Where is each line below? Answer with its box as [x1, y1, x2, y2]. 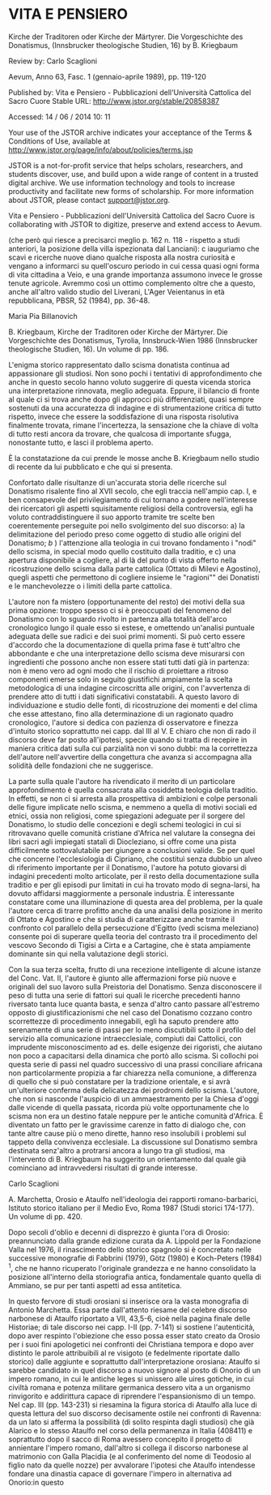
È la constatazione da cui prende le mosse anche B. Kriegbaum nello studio [8, 453, 260, 463]
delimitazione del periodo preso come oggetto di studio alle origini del [8, 529, 241, 539]
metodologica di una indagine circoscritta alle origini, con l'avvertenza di [8, 683, 251, 692]
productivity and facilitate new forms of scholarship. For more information [8, 186, 255, 196]
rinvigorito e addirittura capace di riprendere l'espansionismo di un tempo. [8, 1391, 256, 1401]
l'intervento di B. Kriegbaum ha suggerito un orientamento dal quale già [8, 1154, 247, 1164]
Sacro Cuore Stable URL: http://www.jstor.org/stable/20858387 [8, 96, 220, 106]
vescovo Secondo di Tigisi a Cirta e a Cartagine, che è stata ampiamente [8, 940, 251, 950]
